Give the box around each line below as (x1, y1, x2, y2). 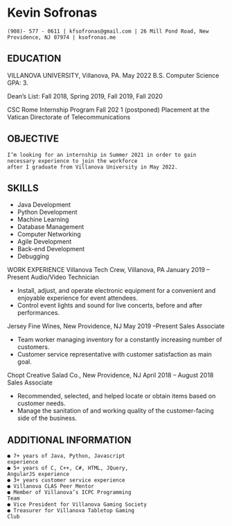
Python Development (17, 208, 78, 217)
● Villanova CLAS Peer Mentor (7, 483, 95, 490)
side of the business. (17, 414, 78, 423)
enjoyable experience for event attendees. (17, 294, 139, 303)
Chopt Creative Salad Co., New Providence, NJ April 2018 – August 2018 (7, 371, 214, 380)
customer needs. (17, 399, 66, 407)
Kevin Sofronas (7, 5, 98, 21)
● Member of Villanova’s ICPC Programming (7, 489, 132, 496)
